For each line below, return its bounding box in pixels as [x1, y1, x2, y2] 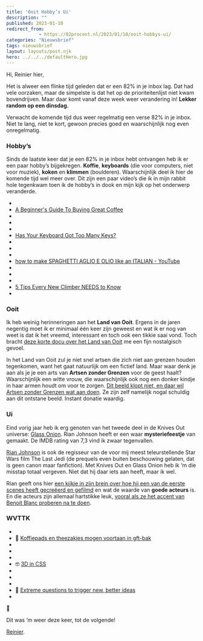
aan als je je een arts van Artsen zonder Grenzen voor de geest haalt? [6, 369, 182, 376]
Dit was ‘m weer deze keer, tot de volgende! [6, 616, 116, 623]
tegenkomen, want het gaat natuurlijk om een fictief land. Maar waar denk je [6, 362, 196, 370]
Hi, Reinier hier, [6, 70, 44, 78]
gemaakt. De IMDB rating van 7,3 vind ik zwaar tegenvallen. [6, 436, 154, 444]
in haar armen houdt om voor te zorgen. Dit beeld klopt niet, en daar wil [6, 382, 184, 389]
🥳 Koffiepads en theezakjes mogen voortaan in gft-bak [14, 534, 152, 541]
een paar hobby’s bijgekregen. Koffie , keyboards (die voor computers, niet [6, 161, 193, 169]
